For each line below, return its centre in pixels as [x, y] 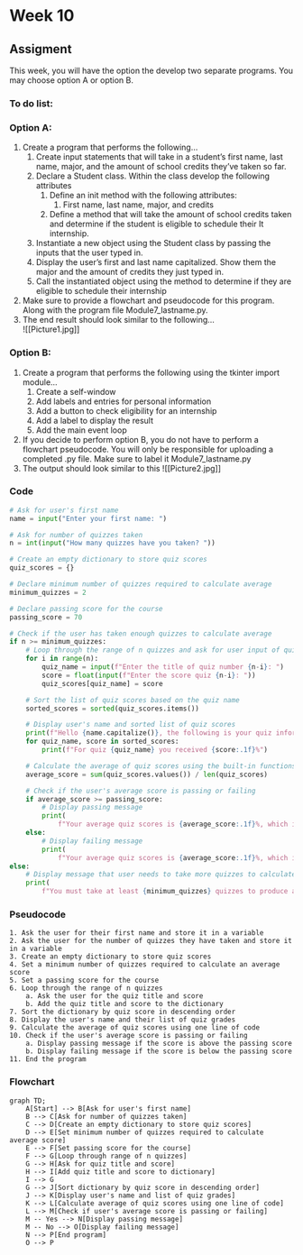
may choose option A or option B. [71, 80]
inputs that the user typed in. [89, 252]
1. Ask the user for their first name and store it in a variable [137, 933]
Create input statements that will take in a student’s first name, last [159, 157]
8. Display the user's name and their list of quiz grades [123, 1020]
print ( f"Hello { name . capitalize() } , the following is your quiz [149, 733]
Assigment [41, 49]
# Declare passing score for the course [87, 609]
